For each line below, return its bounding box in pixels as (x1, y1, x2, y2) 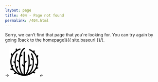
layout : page (5, 8, 32, 13)
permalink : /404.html (5, 18, 49, 23)
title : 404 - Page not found (5, 13, 64, 18)
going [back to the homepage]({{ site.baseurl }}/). (5, 37, 105, 43)
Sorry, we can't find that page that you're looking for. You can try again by (5, 32, 154, 38)
